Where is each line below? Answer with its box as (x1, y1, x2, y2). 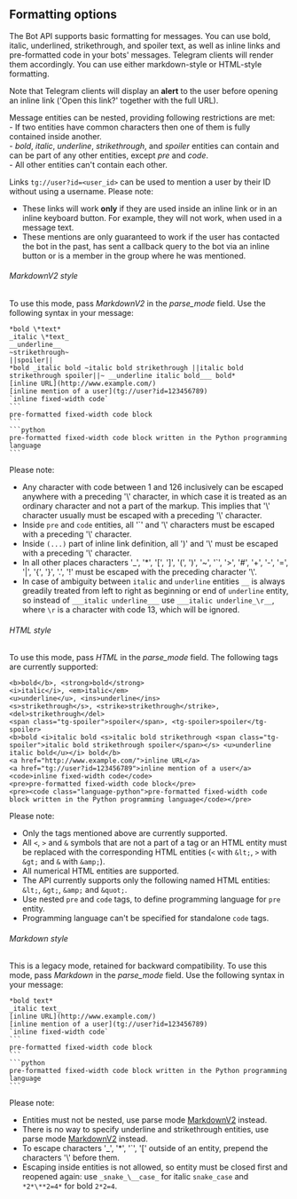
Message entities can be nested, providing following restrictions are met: (9, 112, 276, 122)
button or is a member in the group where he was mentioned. (21, 250, 246, 261)
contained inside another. (9, 130, 102, 141)
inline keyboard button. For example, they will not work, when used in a (21, 212, 282, 223)
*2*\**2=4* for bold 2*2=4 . (21, 1180, 118, 1192)
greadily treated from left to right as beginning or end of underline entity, (21, 586, 289, 596)
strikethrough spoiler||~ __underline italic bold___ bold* (9, 372, 237, 381)
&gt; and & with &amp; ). (21, 856, 106, 867)
